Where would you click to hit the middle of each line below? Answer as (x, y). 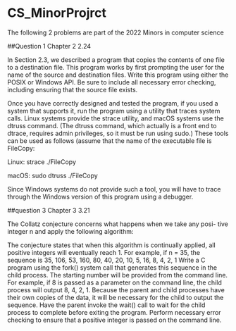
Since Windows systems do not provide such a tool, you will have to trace (114, 189)
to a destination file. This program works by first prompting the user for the (116, 67)
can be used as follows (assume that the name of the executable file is (110, 140)
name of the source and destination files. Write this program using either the (118, 75)
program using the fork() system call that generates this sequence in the (112, 267)
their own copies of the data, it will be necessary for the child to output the (116, 297)
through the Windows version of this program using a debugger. (100, 196)
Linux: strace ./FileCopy (42, 162)
